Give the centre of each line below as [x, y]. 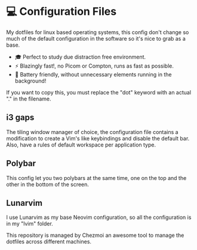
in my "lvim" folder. [30, 224]
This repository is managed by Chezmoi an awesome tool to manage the [95, 235]
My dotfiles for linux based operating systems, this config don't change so [98, 32]
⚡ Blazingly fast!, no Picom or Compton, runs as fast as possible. [94, 66]
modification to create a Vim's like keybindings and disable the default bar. [98, 138]
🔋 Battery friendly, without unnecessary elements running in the [93, 74]
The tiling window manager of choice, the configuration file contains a [92, 132]
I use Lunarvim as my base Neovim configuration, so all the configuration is [99, 217]
